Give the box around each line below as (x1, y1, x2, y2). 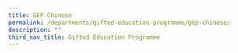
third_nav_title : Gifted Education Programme (8, 33, 160, 41)
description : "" (8, 26, 61, 34)
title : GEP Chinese (8, 11, 73, 19)
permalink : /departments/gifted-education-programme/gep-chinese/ (8, 19, 231, 26)
